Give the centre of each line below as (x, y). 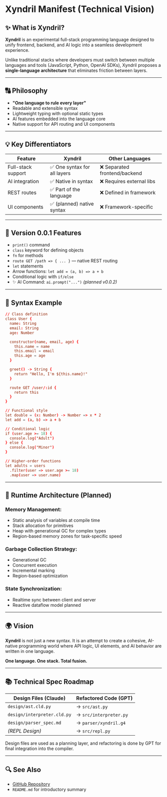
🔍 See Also (23, 770)
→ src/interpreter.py (102, 715)
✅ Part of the (65, 189)
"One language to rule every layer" (49, 103)
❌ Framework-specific (126, 207)
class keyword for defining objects (48, 250)
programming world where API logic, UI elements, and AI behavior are (90, 646)
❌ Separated (114, 167)
